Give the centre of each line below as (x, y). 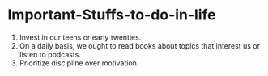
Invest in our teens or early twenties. (80, 37)
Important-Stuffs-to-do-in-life (112, 15)
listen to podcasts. (50, 54)
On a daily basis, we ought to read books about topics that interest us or (140, 45)
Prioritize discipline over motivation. (79, 63)
